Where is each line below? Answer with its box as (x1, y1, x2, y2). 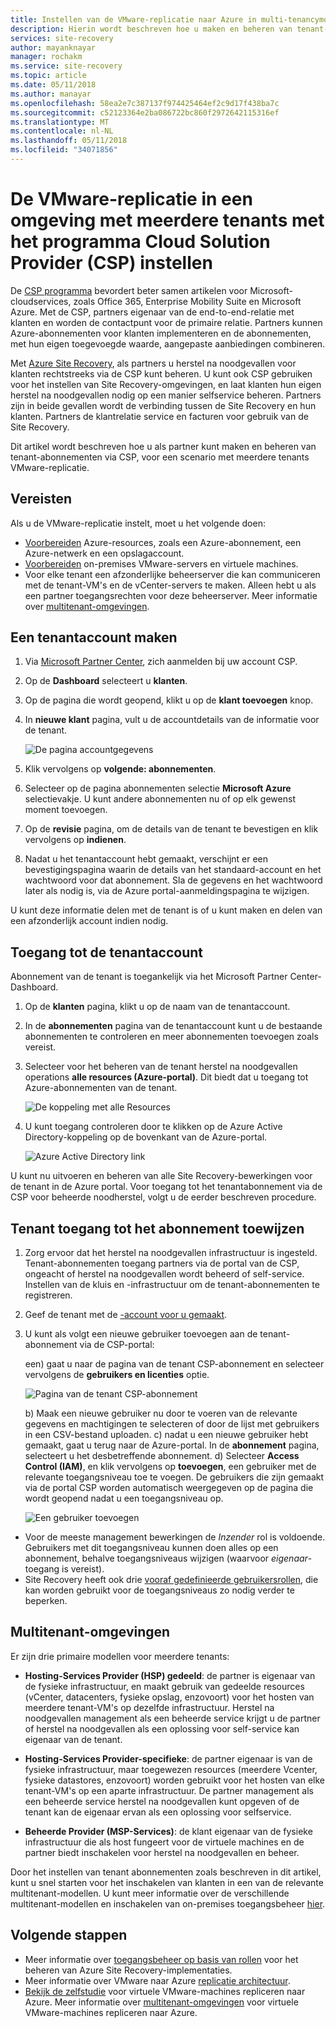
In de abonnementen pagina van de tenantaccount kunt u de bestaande (24, 1020, 323, 1032)
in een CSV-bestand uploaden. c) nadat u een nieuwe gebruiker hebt (24, 1429, 309, 1441)
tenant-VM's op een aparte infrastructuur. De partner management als (24, 1784, 314, 1796)
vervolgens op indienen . (24, 834, 127, 846)
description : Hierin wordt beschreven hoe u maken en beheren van (10, 24, 293, 34)
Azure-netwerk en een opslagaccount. (24, 547, 185, 559)
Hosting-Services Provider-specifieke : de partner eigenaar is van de (24, 1752, 313, 1765)
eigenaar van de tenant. (24, 1733, 123, 1745)
